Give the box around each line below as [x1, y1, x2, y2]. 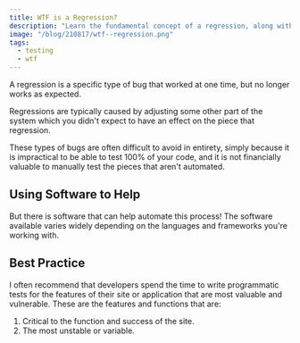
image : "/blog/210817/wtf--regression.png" [9, 29, 174, 38]
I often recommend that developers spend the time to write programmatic [9, 279, 279, 290]
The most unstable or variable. [21, 325, 136, 336]
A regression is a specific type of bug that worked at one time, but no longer [9, 79, 290, 89]
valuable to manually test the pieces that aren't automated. [9, 162, 225, 171]
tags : [9, 38, 29, 47]
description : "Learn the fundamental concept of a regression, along [9, 21, 274, 30]
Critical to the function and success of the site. [21, 315, 195, 326]
